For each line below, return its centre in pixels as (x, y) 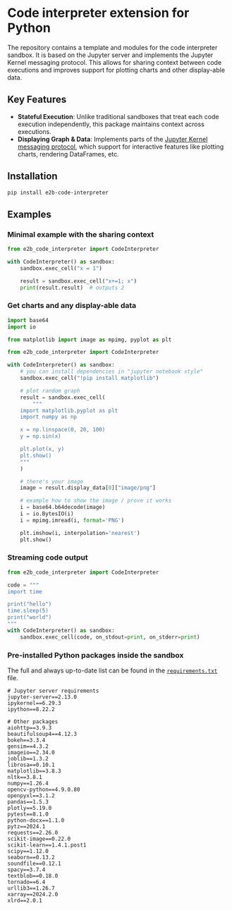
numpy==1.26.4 (28, 784)
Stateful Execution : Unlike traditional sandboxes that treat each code (118, 116)
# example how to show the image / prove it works (96, 501)
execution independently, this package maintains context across (111, 124)
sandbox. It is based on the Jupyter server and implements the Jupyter (110, 55)
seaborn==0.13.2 (31, 858)
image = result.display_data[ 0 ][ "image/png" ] (88, 488)
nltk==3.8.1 (25, 777)
